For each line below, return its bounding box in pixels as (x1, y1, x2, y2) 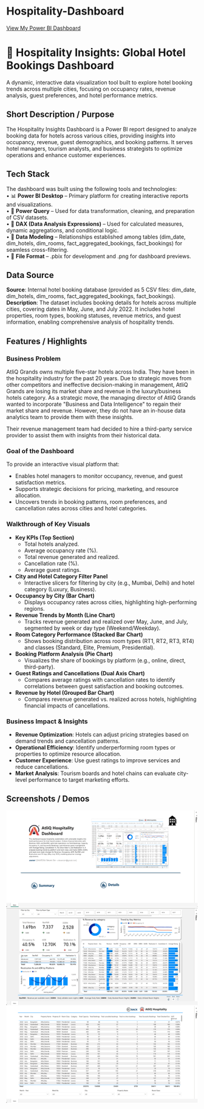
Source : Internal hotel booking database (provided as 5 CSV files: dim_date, (6, 286, 196, 293)
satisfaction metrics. (15, 479, 67, 486)
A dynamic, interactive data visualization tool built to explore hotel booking (6, 78, 193, 86)
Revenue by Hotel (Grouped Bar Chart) (15, 689, 115, 696)
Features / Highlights (6, 336, 87, 346)
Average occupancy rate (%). (24, 546, 98, 554)
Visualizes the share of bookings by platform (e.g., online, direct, (24, 656, 186, 664)
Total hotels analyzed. (24, 540, 80, 548)
